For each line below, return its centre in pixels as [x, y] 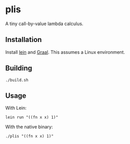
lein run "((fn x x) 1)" [32, 117]
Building [19, 68]
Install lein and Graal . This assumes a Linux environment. [65, 52]
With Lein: [16, 108]
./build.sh [17, 80]
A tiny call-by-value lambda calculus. [44, 24]
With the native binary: [29, 127]
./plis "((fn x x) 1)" [29, 136]
